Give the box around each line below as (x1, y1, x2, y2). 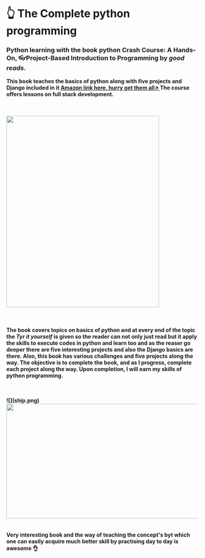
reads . (6, 64, 26, 72)
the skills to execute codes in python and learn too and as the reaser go (6, 339, 191, 347)
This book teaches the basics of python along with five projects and (6, 78, 182, 85)
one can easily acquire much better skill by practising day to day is (6, 538, 179, 545)
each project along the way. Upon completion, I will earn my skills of (6, 366, 182, 373)
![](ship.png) (6, 397, 40, 404)
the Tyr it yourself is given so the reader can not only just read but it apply (6, 333, 197, 341)
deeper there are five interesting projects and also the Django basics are (6, 346, 193, 353)
